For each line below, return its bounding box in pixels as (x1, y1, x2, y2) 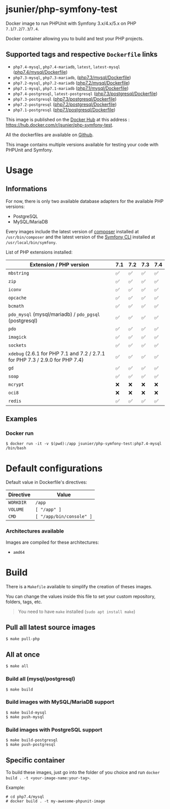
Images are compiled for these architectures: (6, 539, 99, 545)
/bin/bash (6, 446, 27, 451)
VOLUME (8, 507, 24, 512)
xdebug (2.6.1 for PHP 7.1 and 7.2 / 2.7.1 (8, 350, 105, 357)
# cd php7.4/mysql (6, 794, 44, 799)
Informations (6, 185, 47, 193)
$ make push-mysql (6, 714, 44, 719)
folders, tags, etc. (6, 598, 42, 604)
